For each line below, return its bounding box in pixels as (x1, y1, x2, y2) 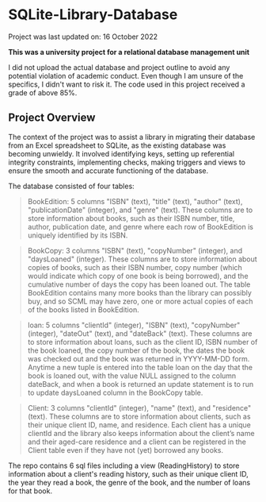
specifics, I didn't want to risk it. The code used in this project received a (8, 79, 245, 89)
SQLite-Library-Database (8, 6, 178, 24)
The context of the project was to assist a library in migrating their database (8, 132, 256, 141)
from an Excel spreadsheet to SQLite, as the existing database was (8, 141, 226, 150)
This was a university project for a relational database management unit (8, 47, 250, 56)
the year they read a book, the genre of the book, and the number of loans (8, 477, 251, 487)
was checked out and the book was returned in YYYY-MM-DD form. (27, 353, 250, 363)
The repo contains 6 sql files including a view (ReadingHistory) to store (8, 461, 240, 470)
